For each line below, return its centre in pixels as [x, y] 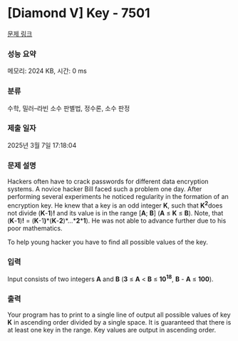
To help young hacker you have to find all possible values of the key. [108, 242]
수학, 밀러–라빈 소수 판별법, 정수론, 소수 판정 [69, 108]
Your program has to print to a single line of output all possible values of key [119, 315]
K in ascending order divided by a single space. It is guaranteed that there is [119, 322]
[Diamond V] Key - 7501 [79, 13]
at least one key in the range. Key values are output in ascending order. [112, 330]
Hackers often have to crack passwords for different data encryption [108, 182]
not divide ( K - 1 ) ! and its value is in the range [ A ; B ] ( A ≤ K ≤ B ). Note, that [115, 213]
